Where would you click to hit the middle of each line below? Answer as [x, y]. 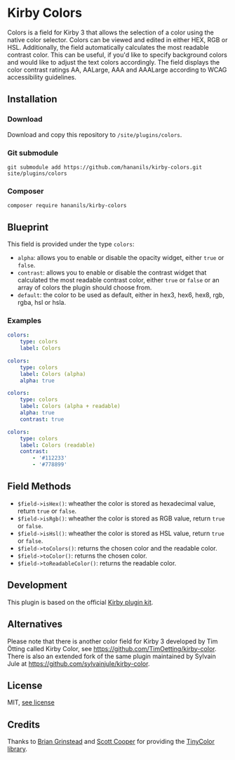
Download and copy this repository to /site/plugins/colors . [95, 134]
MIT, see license [31, 702]
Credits [24, 725]
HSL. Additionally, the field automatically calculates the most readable [108, 47]
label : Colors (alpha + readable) [70, 406]
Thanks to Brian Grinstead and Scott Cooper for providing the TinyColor [111, 742]
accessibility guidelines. [42, 77]
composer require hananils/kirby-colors [67, 206]
